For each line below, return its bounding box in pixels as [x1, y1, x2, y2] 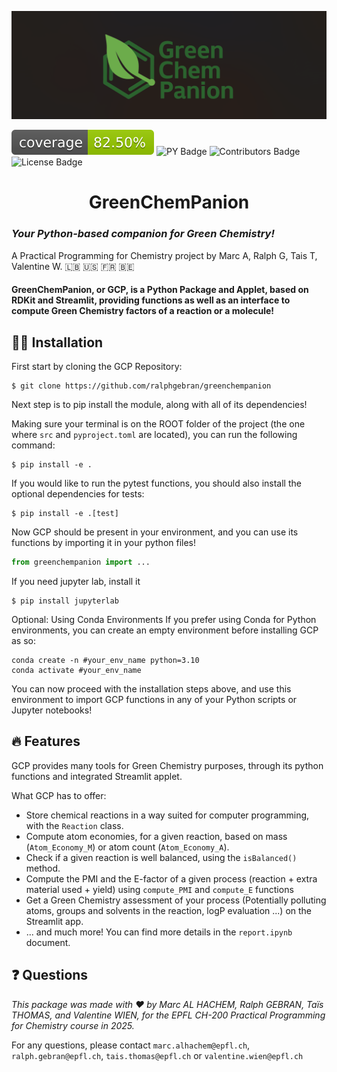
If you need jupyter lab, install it [11, 576, 141, 588]
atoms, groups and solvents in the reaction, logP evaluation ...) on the [25, 904, 313, 916]
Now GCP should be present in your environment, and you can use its [11, 526, 299, 538]
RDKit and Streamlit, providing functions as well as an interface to [11, 294, 291, 306]
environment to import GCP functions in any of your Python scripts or [11, 694, 298, 706]
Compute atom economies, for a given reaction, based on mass [25, 830, 288, 842]
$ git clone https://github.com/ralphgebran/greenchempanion [11, 381, 272, 391]
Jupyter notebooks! [11, 704, 93, 716]
